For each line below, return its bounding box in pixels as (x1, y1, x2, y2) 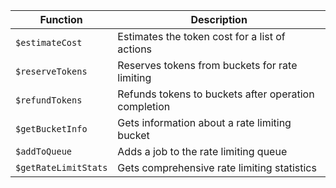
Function (39, 13, 83, 26)
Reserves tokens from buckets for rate (117, 59, 298, 72)
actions (117, 42, 153, 56)
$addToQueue (15, 146, 73, 157)
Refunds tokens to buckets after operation (117, 87, 315, 101)
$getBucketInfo (15, 124, 88, 134)
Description (190, 13, 248, 26)
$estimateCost (15, 37, 83, 48)
